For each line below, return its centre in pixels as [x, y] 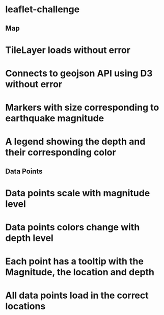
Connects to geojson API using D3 [79, 73]
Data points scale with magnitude [78, 193]
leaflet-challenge [43, 9]
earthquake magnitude [55, 119]
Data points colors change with [73, 227]
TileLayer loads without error [68, 50]
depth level [29, 238]
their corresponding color [61, 153]
